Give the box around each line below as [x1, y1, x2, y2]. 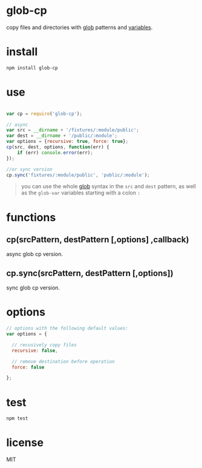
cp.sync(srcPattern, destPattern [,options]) [6, 268, 174, 278]
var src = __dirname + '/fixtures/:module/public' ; [6, 127, 139, 133]
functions [6, 210, 56, 224]
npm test [6, 415, 28, 421]
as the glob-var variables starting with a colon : [21, 189, 141, 197]
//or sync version [6, 166, 53, 173]
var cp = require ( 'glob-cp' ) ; [6, 110, 83, 117]
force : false [11, 364, 45, 370]
